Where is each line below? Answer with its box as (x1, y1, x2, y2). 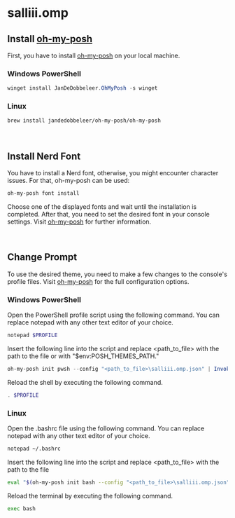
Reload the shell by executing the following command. (7, 378, 163, 386)
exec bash (7, 505, 36, 512)
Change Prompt (7, 251, 78, 264)
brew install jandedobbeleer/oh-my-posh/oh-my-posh (7, 117, 161, 124)
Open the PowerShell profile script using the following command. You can (7, 311, 220, 320)
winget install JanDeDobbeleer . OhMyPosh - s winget (7, 85, 158, 92)
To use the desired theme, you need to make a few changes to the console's (7, 270, 227, 278)
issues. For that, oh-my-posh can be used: (7, 177, 130, 185)
